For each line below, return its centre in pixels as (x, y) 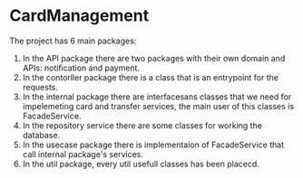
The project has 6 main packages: (73, 41)
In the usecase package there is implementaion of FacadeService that (153, 145)
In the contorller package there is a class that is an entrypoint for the (151, 77)
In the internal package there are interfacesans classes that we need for (157, 97)
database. (41, 135)
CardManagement (79, 16)
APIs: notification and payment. (81, 68)
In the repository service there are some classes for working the (142, 125)
